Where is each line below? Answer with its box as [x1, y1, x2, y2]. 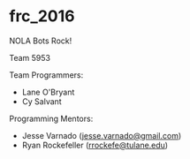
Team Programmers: [9, 69, 84, 80]
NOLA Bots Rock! [9, 35, 72, 46]
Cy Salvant [21, 95, 62, 107]
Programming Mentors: [9, 113, 94, 124]
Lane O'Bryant [21, 87, 75, 97]
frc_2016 [9, 6, 75, 26]
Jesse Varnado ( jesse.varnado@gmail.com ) [21, 130, 182, 140]
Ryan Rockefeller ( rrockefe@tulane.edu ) [21, 140, 169, 150]
